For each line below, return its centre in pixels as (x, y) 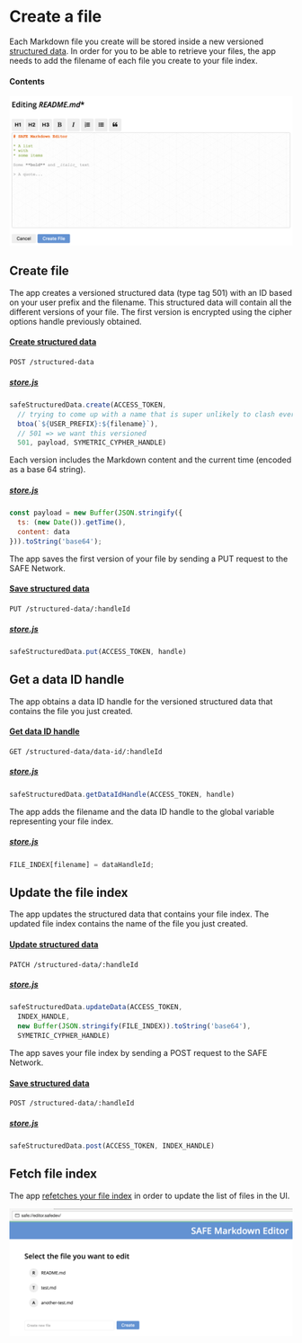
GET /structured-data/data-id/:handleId (86, 752)
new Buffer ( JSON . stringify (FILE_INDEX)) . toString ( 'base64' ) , (134, 1026)
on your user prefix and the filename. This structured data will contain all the (151, 302)
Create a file (56, 17)
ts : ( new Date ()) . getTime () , (72, 523)
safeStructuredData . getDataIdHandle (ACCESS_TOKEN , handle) (122, 794)
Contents (27, 81)
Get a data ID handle (67, 680)
